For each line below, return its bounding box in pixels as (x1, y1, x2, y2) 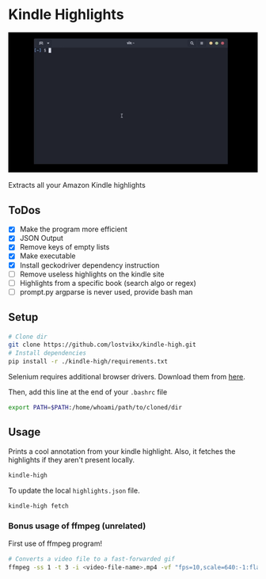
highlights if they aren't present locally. (8, 455, 135, 464)
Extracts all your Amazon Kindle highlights (8, 181, 146, 190)
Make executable (19, 251, 77, 261)
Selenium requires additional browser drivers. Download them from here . (8, 372, 245, 382)
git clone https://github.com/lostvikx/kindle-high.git (8, 341, 196, 349)
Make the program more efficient (19, 224, 128, 234)
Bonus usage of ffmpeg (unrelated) (8, 520, 146, 531)
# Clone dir (8, 333, 47, 341)
